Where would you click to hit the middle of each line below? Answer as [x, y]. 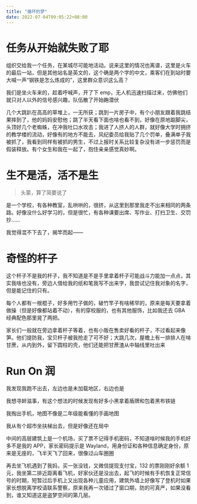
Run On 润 [31, 371]
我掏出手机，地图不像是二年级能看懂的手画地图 [62, 413]
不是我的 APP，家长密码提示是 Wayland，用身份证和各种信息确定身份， [97, 446]
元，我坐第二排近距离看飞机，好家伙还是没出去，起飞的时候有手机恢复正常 [96, 473]
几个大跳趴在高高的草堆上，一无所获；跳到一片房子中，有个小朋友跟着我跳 [96, 112]
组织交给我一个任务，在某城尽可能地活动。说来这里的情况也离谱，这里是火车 [98, 65]
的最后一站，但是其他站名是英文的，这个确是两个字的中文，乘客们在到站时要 [98, 73]
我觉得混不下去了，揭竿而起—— [45, 233]
